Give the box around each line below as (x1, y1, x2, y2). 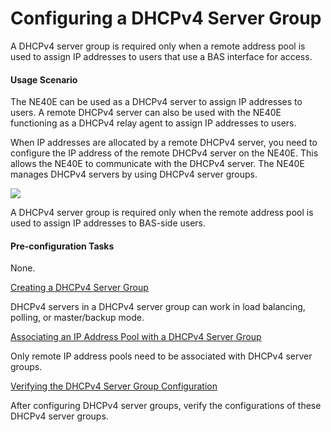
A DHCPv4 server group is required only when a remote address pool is (10, 40, 306, 52)
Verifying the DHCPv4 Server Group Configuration (10, 380, 218, 392)
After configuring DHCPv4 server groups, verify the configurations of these (10, 400, 322, 412)
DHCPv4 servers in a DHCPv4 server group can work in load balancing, (10, 301, 306, 313)
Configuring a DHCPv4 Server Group (10, 7, 322, 30)
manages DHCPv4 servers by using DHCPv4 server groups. (10, 168, 258, 181)
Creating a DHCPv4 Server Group (10, 282, 149, 294)
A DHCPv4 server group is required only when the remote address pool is (10, 207, 314, 219)
